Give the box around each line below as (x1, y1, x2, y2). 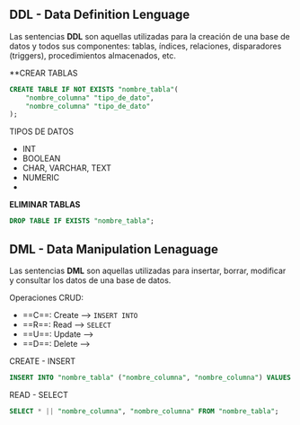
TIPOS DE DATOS (9, 126, 75, 137)
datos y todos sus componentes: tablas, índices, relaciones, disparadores (9, 40, 282, 51)
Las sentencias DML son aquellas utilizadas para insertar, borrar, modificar (9, 265, 287, 276)
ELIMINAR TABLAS (9, 199, 81, 210)
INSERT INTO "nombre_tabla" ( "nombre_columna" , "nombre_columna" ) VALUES (9, 373, 292, 382)
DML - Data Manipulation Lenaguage (9, 242, 218, 257)
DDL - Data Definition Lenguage (9, 7, 190, 22)
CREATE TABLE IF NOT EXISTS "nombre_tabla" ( (9, 84, 179, 93)
